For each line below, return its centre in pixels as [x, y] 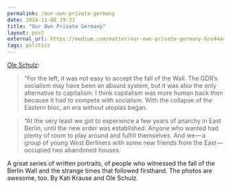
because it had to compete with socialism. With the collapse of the [118, 100]
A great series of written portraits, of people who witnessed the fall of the [111, 163]
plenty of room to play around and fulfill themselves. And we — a [115, 135]
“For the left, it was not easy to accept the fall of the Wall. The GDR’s [121, 78]
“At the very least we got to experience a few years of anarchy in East [122, 121]
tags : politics [29, 45]
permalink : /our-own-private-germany [61, 13]
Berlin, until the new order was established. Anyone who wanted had [121, 128]
